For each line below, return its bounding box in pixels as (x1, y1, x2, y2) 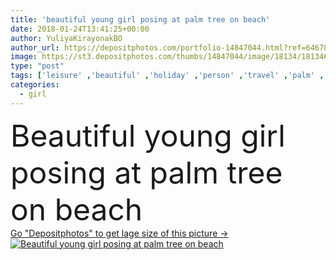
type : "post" (10, 61, 65, 71)
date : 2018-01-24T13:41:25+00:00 (10, 24, 150, 34)
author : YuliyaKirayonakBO (10, 33, 123, 43)
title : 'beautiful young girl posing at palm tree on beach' (10, 14, 271, 25)
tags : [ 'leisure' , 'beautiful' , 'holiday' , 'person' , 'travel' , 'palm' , (10, 71, 325, 81)
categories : (10, 80, 60, 90)
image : (10, 52, 38, 62)
